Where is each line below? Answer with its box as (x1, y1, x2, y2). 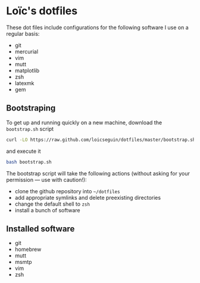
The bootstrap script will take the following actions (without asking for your (6, 169, 190, 177)
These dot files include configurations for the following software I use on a (6, 24, 189, 31)
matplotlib (14, 67, 40, 74)
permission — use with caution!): (6, 176, 87, 183)
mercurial (14, 48, 39, 55)
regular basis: (6, 30, 40, 37)
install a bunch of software (14, 206, 80, 213)
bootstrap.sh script (6, 125, 54, 132)
